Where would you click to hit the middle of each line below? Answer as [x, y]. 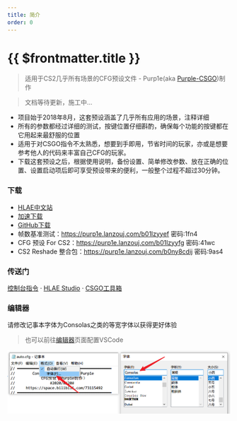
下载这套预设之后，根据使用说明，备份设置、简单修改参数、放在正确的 [120, 162]
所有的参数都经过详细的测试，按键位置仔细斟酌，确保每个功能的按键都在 [123, 126]
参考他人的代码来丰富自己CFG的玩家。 [74, 153]
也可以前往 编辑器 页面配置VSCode [74, 340]
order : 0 [20, 22]
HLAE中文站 [35, 207]
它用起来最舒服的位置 [48, 135]
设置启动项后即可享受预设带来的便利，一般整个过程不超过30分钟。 [127, 170]
